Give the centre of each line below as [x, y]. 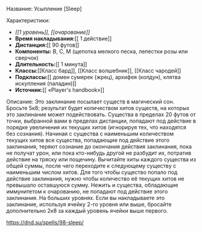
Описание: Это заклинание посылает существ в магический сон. [90, 101]
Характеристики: [28, 20]
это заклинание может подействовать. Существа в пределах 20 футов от [101, 114]
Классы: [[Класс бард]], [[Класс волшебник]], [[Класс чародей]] [98, 71]
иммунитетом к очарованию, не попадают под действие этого [87, 192]
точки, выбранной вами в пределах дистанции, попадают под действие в [101, 121]
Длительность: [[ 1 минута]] [51, 64]
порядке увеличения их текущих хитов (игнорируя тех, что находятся [96, 127]
